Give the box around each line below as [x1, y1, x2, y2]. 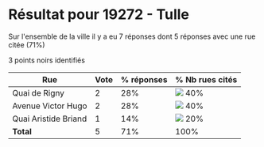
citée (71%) [8, 40, 45, 49]
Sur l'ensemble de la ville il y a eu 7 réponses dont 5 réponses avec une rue [8, 32, 256, 41]
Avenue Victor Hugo [12, 100, 87, 111]
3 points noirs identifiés [8, 55, 86, 65]
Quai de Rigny [12, 87, 65, 98]
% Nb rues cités [174, 73, 238, 85]
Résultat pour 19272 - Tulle [8, 6, 189, 24]
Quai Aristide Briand [12, 113, 87, 124]
